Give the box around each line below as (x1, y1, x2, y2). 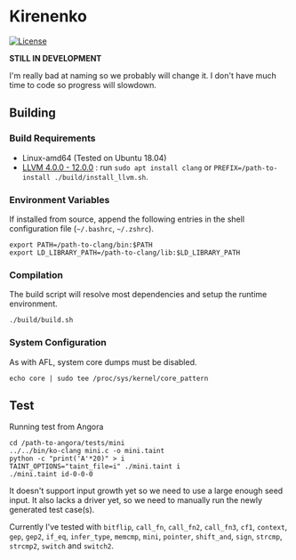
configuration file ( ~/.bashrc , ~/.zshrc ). (9, 223, 154, 233)
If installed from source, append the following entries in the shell (9, 214, 245, 224)
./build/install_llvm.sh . (54, 171, 148, 182)
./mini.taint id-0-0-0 (9, 470, 93, 479)
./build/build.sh (9, 316, 74, 325)
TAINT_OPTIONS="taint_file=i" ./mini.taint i (9, 462, 180, 471)
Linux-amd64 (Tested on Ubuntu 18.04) (21, 152, 167, 163)
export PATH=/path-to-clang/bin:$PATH (9, 240, 153, 249)
